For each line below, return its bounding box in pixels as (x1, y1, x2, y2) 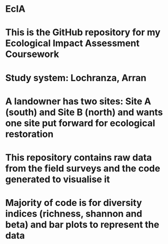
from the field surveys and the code (5, 162, 160, 174)
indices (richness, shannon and (5, 208, 142, 220)
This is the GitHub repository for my (5, 27, 161, 39)
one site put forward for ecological (5, 117, 155, 129)
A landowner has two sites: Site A (5, 96, 151, 107)
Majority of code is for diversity (5, 197, 142, 209)
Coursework (5, 48, 59, 60)
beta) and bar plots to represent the (5, 219, 160, 231)
